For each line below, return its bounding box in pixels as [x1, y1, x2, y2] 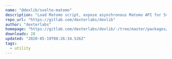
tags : [5, 41, 17, 46]
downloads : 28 [5, 31, 36, 36]
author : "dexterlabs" [5, 22, 52, 27]
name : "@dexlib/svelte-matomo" [5, 7, 72, 13]
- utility [10, 46, 31, 51]
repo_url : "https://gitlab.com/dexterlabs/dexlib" [5, 17, 116, 22]
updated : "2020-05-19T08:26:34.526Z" [5, 36, 86, 42]
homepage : [5, 27, 27, 32]
